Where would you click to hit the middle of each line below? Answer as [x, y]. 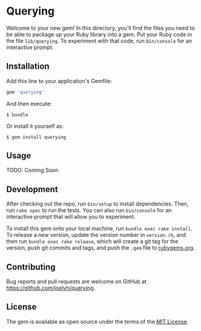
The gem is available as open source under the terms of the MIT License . [97, 321]
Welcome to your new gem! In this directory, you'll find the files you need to [100, 28]
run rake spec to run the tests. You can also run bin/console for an [89, 210]
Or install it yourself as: [35, 126]
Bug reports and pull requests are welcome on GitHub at [77, 282]
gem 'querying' [25, 92]
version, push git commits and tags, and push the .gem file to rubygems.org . [101, 248]
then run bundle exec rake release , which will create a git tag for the [92, 241]
